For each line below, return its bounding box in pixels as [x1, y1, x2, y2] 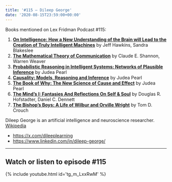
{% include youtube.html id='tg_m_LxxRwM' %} [5, 171, 106, 177]
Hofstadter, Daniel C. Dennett [12, 96, 75, 103]
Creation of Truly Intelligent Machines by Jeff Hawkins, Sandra [12, 42, 148, 48]
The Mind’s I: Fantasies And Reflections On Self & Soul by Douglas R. [12, 91, 161, 97]
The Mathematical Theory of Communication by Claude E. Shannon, [12, 52, 160, 59]
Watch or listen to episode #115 [5, 157, 106, 166]
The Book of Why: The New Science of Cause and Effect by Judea [12, 80, 156, 86]
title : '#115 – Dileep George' [5, 7, 72, 13]
